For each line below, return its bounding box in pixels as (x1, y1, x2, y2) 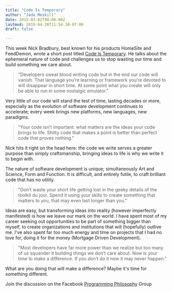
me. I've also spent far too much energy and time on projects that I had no (5, 229, 162, 236)
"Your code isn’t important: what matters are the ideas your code (17, 124, 156, 130)
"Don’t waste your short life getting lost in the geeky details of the (17, 187, 158, 193)
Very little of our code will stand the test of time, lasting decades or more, (5, 98, 161, 104)
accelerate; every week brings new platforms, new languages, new (5, 109, 147, 115)
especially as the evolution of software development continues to (5, 103, 144, 109)
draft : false (5, 27, 33, 32)
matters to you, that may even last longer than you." (17, 198, 127, 204)
